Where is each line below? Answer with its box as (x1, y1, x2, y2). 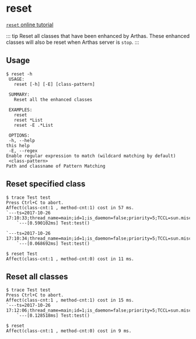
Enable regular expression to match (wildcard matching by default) (6, 153, 176, 159)
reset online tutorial (6, 21, 54, 28)
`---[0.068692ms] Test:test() (16, 240, 90, 247)
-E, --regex (8, 148, 38, 154)
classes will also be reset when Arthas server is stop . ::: (6, 39, 139, 46)
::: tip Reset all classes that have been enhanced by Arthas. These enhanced (6, 32, 190, 39)
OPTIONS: (8, 132, 30, 139)
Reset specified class (6, 179, 86, 189)
